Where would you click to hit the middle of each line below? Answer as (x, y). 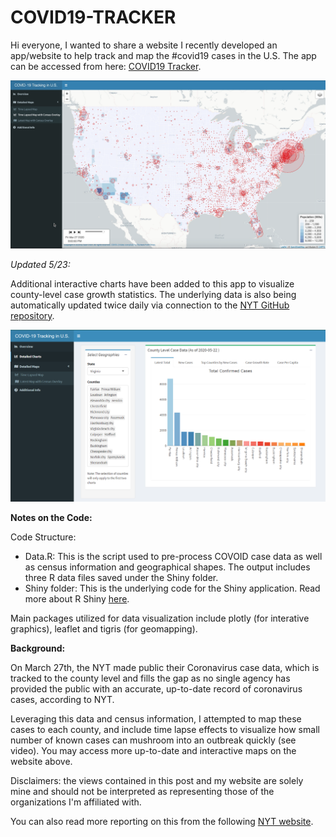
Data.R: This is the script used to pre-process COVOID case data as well (173, 556)
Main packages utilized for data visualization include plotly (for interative (160, 618)
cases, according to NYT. (62, 699)
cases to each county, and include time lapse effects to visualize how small (165, 729)
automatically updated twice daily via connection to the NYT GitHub (150, 305)
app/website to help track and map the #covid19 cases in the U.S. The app (163, 55)
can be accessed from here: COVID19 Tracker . (106, 66)
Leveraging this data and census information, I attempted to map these (156, 718)
